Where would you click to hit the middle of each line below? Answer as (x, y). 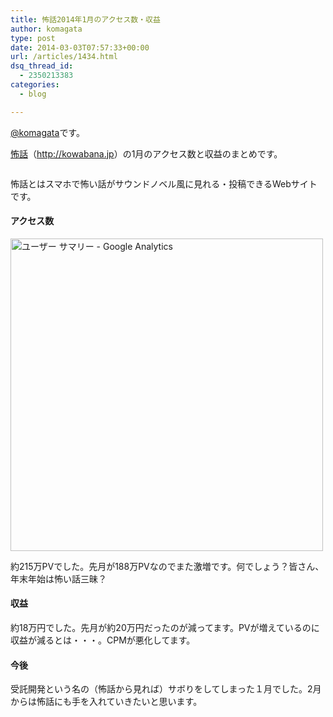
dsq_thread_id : (42, 66)
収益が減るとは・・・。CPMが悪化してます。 (103, 640)
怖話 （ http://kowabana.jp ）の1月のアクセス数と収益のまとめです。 (146, 153)
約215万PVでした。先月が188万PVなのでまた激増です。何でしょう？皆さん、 (167, 566)
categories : (35, 85)
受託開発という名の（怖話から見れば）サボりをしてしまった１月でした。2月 (166, 689)
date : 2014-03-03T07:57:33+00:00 (80, 47)
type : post (33, 38)
